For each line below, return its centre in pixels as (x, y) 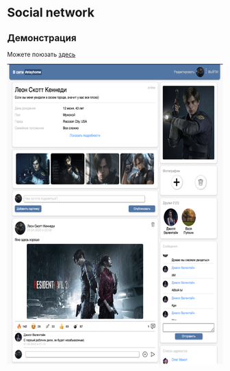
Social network (51, 13)
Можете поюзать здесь (41, 54)
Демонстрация (42, 38)
